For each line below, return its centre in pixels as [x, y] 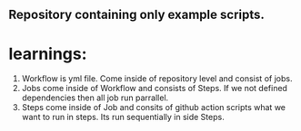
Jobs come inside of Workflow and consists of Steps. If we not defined [155, 89]
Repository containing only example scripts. [137, 15]
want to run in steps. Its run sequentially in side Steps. [123, 117]
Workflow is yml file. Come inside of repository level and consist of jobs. [157, 79]
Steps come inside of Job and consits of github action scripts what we [153, 108]
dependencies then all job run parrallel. [95, 98]
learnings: [48, 54]
